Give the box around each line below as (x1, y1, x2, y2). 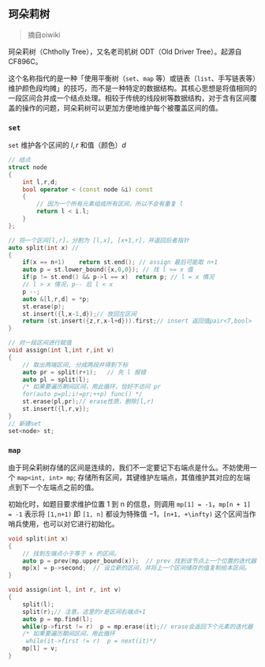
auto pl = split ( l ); (22, 375, 90, 383)
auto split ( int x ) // (8, 243, 80, 251)
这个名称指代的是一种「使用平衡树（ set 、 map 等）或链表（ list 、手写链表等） (8, 73, 256, 83)
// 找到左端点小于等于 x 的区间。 (22, 549, 121, 557)
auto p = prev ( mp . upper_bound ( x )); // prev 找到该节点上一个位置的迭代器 (22, 556, 257, 565)
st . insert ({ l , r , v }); (22, 405, 90, 413)
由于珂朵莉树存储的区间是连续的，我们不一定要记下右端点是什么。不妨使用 (8, 462, 250, 472)
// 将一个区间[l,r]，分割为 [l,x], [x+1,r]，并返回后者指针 (8, 236, 189, 244)
